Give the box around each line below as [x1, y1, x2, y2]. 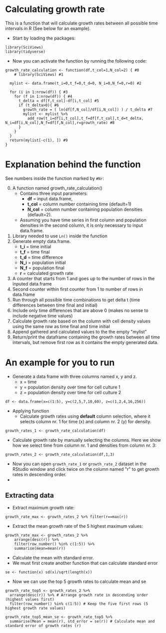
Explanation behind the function [5, 159, 141, 170]
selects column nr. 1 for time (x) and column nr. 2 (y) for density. [19, 418, 152, 424]
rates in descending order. [12, 471, 67, 477]
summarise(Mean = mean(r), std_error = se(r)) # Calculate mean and [9, 618, 155, 624]
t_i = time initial [19, 243, 51, 249]
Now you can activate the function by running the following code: [12, 58, 147, 64]
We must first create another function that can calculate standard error [12, 560, 158, 566]
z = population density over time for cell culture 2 [19, 389, 121, 395]
